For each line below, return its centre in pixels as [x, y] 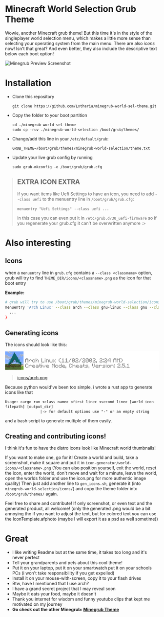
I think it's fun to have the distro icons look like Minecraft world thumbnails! [81, 448]
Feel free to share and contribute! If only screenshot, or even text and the [79, 503]
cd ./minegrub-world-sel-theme [44, 125]
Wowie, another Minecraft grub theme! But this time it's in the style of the [79, 33]
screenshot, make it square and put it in [45, 463]
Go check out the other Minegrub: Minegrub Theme [66, 610]
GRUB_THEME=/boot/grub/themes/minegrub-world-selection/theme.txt [81, 148]
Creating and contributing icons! [56, 436]
